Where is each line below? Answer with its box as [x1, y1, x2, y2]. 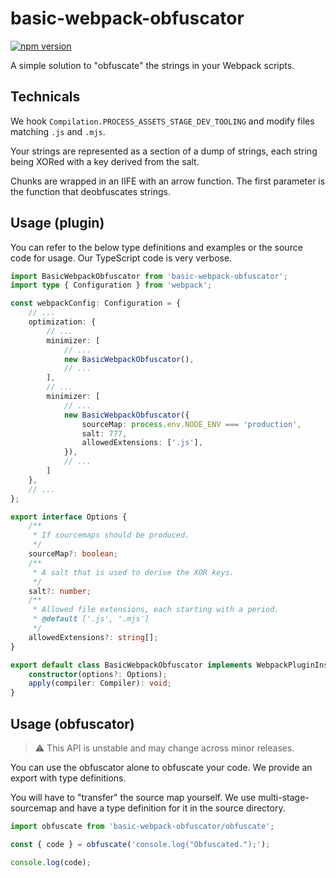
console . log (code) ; [10, 857, 92, 867]
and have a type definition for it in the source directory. [58, 802, 286, 814]
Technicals [10, 88, 81, 106]
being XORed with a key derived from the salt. [10, 155, 200, 167]
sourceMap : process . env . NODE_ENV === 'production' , [81, 419, 302, 429]
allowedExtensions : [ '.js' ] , [81, 438, 203, 448]
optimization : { [28, 317, 97, 327]
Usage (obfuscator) [10, 715, 135, 732]
